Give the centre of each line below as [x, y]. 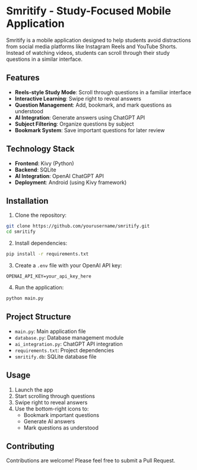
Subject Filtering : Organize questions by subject [74, 124]
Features [23, 78]
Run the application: [39, 287]
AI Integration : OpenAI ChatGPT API [59, 176]
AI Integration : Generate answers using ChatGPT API [80, 117]
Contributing [30, 446]
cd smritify [21, 232]
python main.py [25, 298]
